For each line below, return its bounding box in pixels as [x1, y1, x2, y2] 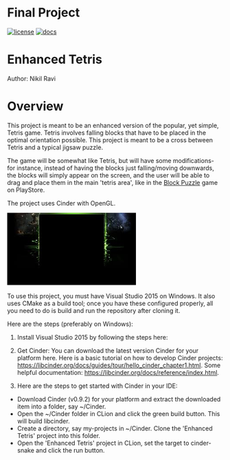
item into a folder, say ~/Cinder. [16, 402, 106, 410]
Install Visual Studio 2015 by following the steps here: [16, 333, 168, 341]
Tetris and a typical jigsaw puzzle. [7, 143, 104, 151]
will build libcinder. [16, 417, 70, 425]
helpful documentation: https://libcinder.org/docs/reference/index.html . [16, 368, 220, 376]
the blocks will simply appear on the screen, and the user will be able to [7, 171, 210, 179]
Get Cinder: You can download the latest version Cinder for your [16, 346, 199, 355]
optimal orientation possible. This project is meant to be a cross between [7, 135, 214, 144]
